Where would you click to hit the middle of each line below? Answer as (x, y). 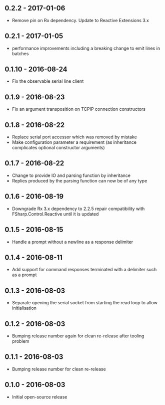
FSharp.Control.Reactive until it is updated (55, 214)
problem (20, 341)
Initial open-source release (39, 397)
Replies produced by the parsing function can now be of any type (79, 180)
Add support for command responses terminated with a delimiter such (84, 270)
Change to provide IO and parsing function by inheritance (71, 175)
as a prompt (24, 275)
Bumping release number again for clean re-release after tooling (78, 336)
